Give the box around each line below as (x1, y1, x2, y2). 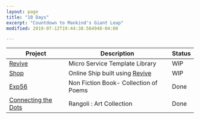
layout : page (6, 8, 39, 15)
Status (171, 49, 191, 58)
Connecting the (9, 96, 52, 104)
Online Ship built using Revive (68, 69, 152, 77)
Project (26, 49, 46, 58)
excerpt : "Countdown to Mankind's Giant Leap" (6, 20, 124, 26)
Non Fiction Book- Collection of (68, 79, 158, 87)
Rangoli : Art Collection (68, 99, 133, 108)
